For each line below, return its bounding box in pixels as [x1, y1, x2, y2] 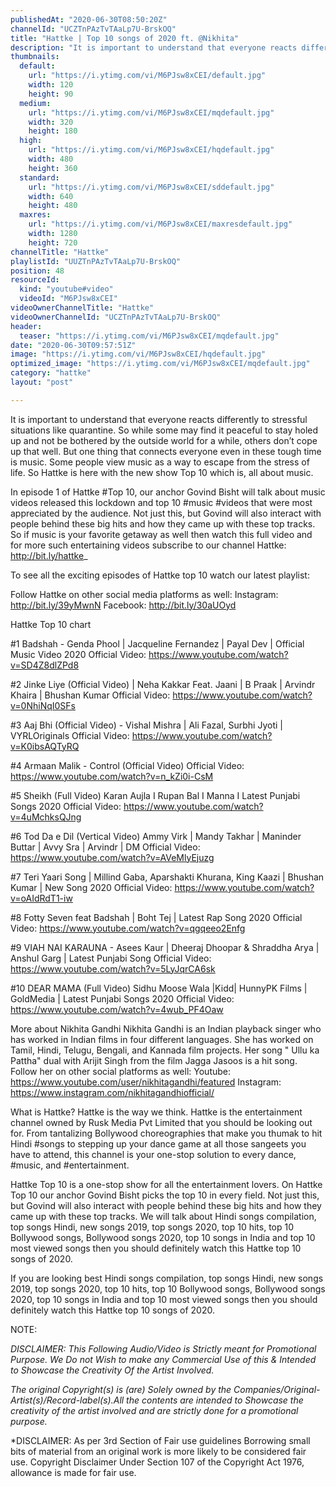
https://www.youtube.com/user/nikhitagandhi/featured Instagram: [10, 1076, 282, 1088]
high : [19, 136, 43, 146]
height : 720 [28, 237, 78, 248]
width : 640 [28, 191, 74, 201]
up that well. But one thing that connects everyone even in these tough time [10, 445, 322, 457]
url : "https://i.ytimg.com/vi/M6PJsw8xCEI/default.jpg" [28, 71, 267, 81]
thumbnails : [10, 52, 60, 62]
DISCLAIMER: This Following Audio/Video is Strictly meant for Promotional [10, 1342, 317, 1355]
